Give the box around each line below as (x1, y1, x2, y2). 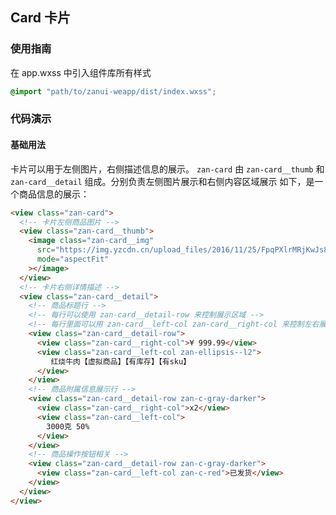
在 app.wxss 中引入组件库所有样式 (10, 66, 152, 78)
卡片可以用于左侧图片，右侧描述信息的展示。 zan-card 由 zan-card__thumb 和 (10, 163, 325, 175)
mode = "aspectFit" (36, 254, 110, 265)
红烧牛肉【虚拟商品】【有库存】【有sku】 (50, 356, 192, 367)
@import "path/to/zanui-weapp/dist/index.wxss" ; (10, 86, 217, 97)
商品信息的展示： (18, 188, 90, 200)
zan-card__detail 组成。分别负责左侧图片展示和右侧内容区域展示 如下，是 (10, 175, 315, 187)
